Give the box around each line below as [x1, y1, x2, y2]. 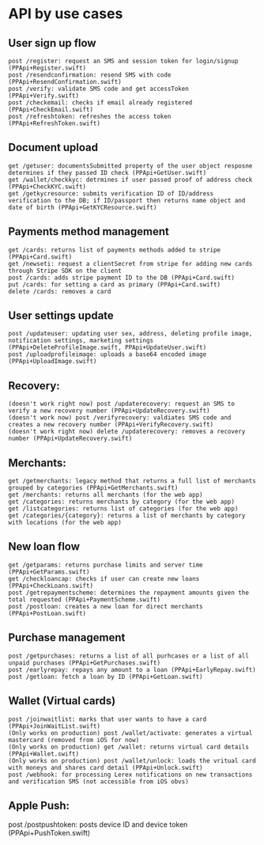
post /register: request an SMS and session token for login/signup [8, 57, 239, 65]
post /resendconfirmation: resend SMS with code [8, 71, 172, 79]
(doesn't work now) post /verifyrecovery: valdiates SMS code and [8, 414, 232, 422]
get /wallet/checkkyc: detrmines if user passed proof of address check [8, 176, 253, 184]
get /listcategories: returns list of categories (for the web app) [8, 505, 239, 513]
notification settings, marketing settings [8, 337, 154, 345]
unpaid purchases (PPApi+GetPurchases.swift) [8, 658, 160, 667]
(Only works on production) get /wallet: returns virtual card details [8, 743, 249, 751]
